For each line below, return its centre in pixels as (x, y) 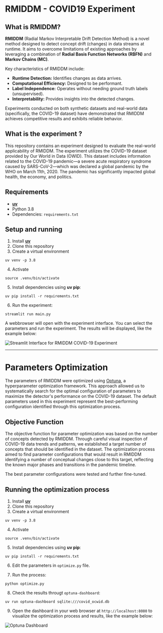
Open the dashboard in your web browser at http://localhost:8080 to (82, 611)
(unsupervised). (28, 94)
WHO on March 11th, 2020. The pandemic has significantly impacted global (80, 171)
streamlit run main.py (28, 314)
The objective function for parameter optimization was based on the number (81, 434)
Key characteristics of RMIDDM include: (45, 69)
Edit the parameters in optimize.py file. (51, 565)
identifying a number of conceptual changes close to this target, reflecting (79, 460)
